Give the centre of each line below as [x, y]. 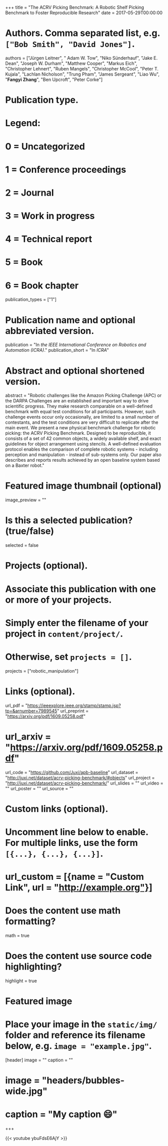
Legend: [23, 123]
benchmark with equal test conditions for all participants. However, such [80, 412]
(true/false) [30, 531]
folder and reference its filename [75, 1035]
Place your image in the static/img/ [81, 1025]
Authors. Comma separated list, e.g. [83, 33]
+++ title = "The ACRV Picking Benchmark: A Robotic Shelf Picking [75, 7]
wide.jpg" [26, 1091]
